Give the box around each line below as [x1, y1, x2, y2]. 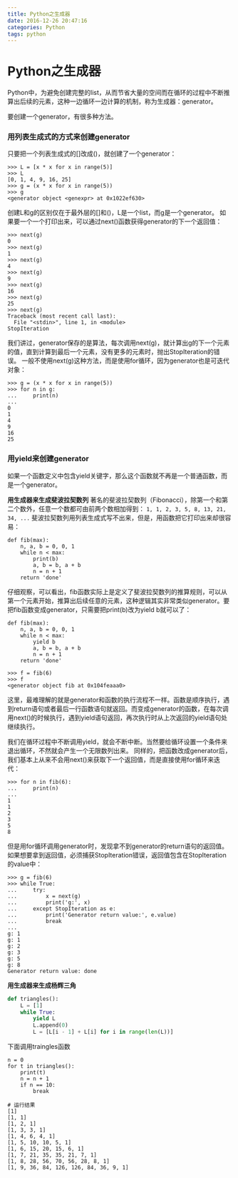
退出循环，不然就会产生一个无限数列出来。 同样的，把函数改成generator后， [7, 746, 232, 755]
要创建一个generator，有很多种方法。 [7, 112, 118, 121]
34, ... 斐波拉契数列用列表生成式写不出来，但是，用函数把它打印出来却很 [7, 513, 226, 522]
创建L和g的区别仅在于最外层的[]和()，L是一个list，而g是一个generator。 [7, 208, 219, 217]
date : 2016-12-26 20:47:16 [7, 17, 88, 24]
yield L [33, 1015, 56, 1022]
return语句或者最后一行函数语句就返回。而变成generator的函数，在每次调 [13, 704, 229, 713]
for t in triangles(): [7, 1063, 75, 1070]
